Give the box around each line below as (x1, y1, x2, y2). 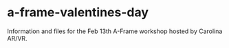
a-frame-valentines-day (7, 5, 149, 20)
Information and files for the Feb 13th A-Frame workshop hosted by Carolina (7, 27, 223, 35)
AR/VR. (7, 34, 28, 42)
